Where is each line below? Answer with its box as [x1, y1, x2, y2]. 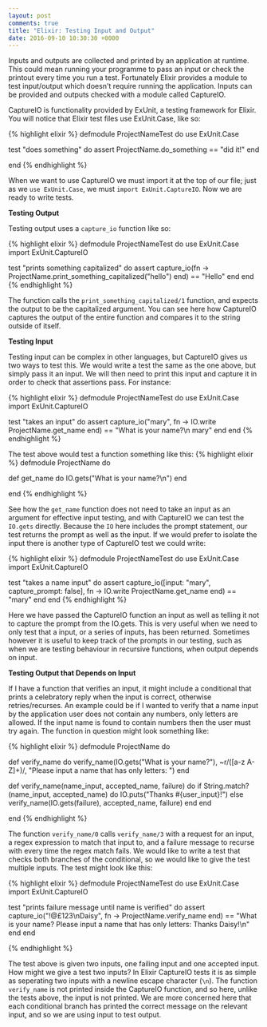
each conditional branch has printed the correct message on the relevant [8, 1001, 249, 1011]
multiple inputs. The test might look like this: [8, 863, 153, 873]
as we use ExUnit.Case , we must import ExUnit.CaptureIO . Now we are [8, 185, 242, 194]
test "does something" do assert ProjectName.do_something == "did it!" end [8, 145, 260, 154]
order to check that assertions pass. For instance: [8, 377, 171, 388]
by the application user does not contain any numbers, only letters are [8, 709, 239, 719]
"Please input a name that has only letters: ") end [28, 766, 190, 775]
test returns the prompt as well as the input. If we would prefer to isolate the [8, 530, 257, 539]
